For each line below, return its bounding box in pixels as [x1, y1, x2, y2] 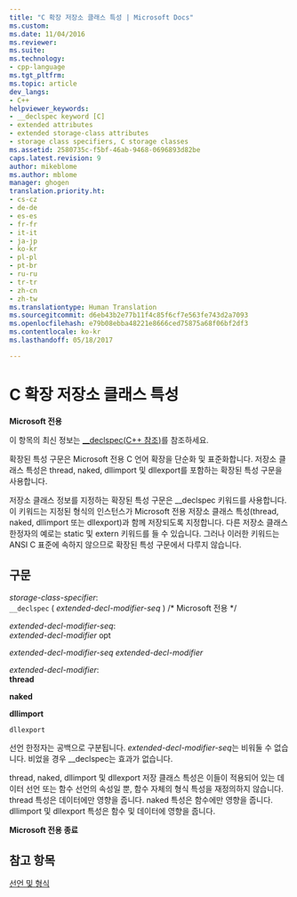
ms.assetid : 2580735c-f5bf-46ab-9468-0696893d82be [9, 145, 201, 154]
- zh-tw [9, 295, 38, 303]
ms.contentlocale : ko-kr [9, 327, 101, 336]
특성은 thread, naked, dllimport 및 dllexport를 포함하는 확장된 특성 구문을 [25, 465, 283, 475]
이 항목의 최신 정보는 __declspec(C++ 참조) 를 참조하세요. [9, 434, 209, 445]
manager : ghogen [9, 179, 69, 188]
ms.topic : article [9, 79, 77, 88]
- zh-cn [9, 286, 38, 295]
